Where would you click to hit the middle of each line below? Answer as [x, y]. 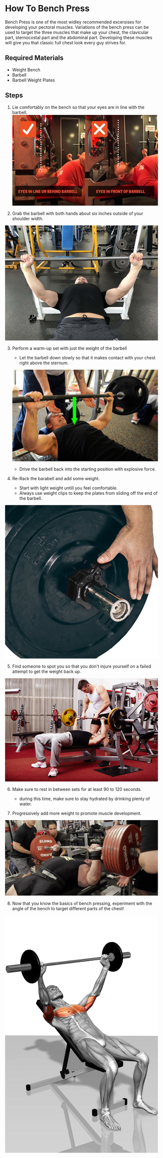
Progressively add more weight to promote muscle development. [77, 813]
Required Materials [34, 58]
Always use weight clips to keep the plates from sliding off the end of [88, 493]
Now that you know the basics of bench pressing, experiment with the [82, 903]
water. [25, 803]
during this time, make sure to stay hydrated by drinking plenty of [85, 799]
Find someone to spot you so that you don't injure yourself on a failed [81, 666]
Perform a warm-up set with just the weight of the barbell [69, 348]
